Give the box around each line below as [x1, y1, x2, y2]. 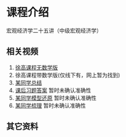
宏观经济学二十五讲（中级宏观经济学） [6, 27, 102, 34]
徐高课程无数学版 [15, 63, 58, 71]
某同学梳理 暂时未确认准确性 [15, 102, 86, 109]
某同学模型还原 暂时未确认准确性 [15, 94, 97, 101]
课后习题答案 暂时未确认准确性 [15, 86, 91, 94]
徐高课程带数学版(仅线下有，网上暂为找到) [15, 71, 121, 79]
